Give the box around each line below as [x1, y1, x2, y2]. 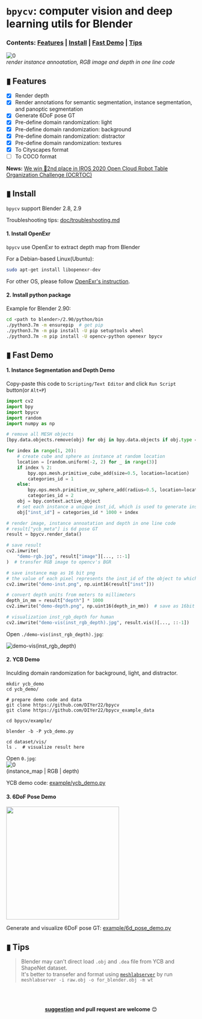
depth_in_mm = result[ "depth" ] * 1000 [6, 598, 103, 604]
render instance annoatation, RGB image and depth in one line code [6, 58, 176, 66]
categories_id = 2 [28, 492, 74, 499]
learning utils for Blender [6, 17, 133, 31]
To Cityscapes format [14, 146, 69, 153]
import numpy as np [6, 420, 55, 427]
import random [6, 415, 42, 421]
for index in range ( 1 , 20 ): [6, 448, 77, 454]
